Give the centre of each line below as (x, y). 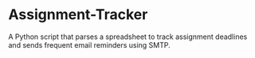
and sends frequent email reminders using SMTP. (90, 44)
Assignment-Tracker (78, 15)
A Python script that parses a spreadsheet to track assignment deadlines (128, 37)
